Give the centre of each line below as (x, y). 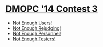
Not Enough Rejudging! (37, 28)
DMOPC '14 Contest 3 (52, 9)
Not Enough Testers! (34, 39)
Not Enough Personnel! (37, 33)
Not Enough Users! (32, 23)
